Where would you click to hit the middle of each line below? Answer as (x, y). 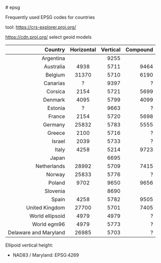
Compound (139, 50)
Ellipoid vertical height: (29, 245)
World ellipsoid (47, 216)
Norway (55, 174)
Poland (57, 183)
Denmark (54, 100)
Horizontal (83, 50)
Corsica (56, 91)
